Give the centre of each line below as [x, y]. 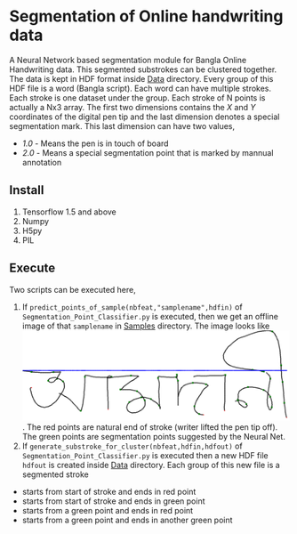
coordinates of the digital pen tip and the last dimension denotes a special [144, 117]
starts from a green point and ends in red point [108, 510]
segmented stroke [55, 474]
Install [27, 190]
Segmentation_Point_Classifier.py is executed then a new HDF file [145, 455]
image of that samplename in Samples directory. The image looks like [146, 326]
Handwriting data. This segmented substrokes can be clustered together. [143, 69]
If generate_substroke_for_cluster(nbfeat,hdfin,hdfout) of [132, 446]
